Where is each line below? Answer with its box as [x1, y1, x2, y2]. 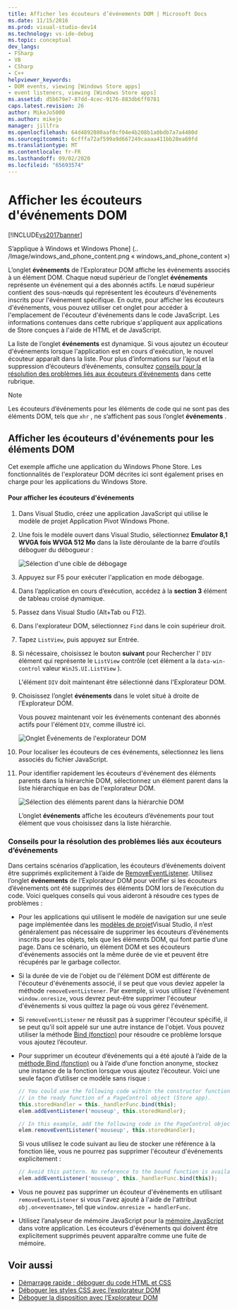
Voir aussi [8, 1259, 53, 1271]
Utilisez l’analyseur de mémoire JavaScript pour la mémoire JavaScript [18, 1216, 224, 1225]
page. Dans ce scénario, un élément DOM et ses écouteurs [18, 942, 190, 951]
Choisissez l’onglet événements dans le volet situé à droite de [18, 691, 200, 700]
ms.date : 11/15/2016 [8, 17, 69, 24]
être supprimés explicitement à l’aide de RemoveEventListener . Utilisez [8, 869, 214, 877]
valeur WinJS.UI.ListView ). [42, 664, 122, 672]
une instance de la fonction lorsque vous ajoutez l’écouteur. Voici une [18, 1066, 221, 1075]
